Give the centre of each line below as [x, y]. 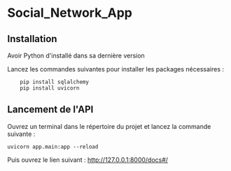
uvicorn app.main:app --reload [53, 146]
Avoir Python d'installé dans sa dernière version [76, 55]
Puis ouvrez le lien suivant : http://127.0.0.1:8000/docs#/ [88, 160]
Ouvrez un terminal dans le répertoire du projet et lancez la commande [109, 126]
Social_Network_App [70, 13]
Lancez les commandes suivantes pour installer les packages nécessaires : [116, 69]
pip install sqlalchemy [55, 82]
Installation [32, 39]
